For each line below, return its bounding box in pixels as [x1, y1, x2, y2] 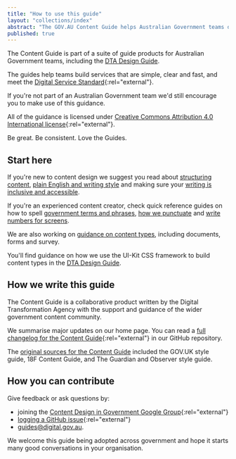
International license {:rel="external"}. [7, 120, 115, 129]
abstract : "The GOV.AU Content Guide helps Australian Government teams [7, 23, 225, 30]
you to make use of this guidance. [7, 99, 105, 108]
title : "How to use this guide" [7, 10, 102, 18]
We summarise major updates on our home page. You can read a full [7, 326, 206, 334]
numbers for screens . [7, 216, 70, 225]
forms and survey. [7, 237, 60, 246]
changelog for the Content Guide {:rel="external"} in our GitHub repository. [7, 334, 223, 342]
